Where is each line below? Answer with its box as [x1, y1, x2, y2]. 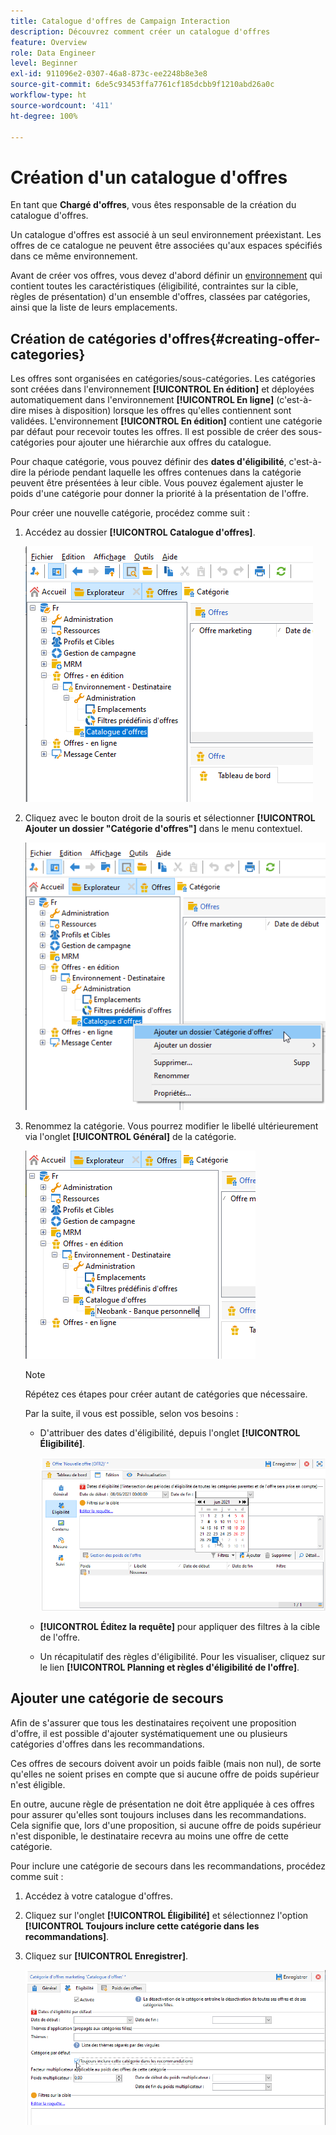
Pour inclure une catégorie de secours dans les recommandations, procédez [10, 1860, 326, 1872]
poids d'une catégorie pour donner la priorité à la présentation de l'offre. [10, 488, 309, 500]
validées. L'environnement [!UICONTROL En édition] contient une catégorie [10, 415, 323, 427]
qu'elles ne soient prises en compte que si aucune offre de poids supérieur [10, 1768, 320, 1780]
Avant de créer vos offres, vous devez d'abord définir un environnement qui [10, 270, 323, 282]
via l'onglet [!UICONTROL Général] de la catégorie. [24, 1131, 237, 1143]
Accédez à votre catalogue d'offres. [24, 1890, 173, 1902]
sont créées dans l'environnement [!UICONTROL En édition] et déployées [10, 383, 315, 395]
